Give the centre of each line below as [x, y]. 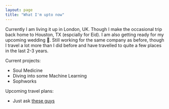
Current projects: [23, 60]
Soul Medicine [28, 70]
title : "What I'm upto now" [35, 15]
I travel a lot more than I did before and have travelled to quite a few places [83, 45]
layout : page [19, 10]
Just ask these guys [33, 101]
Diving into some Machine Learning [50, 76]
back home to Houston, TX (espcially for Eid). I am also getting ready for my [84, 34]
